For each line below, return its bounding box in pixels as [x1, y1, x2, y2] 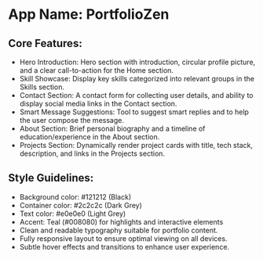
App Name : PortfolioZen [8, 5, 170, 23]
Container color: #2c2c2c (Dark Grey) [19, 200, 143, 210]
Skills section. [19, 82, 65, 92]
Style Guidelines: [8, 171, 94, 185]
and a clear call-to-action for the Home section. [19, 66, 174, 75]
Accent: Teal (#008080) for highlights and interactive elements [19, 217, 224, 226]
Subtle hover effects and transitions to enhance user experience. [19, 242, 230, 251]
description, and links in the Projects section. [19, 149, 166, 158]
